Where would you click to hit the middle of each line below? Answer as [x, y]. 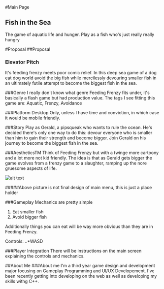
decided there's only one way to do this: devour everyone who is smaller [79, 133]
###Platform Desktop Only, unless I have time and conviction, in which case [82, 113]
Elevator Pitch [22, 62]
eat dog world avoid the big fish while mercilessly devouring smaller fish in [81, 78]
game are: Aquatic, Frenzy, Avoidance [44, 103]
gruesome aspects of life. [31, 168]
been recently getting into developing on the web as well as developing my [81, 276]
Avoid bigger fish [30, 217]
